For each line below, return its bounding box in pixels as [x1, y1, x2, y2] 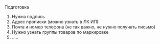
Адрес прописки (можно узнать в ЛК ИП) [11, 19, 99, 24]
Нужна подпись [11, 14, 45, 19]
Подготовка [4, 4, 29, 10]
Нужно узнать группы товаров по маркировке [11, 29, 109, 35]
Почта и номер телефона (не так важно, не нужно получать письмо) [11, 24, 156, 30]
